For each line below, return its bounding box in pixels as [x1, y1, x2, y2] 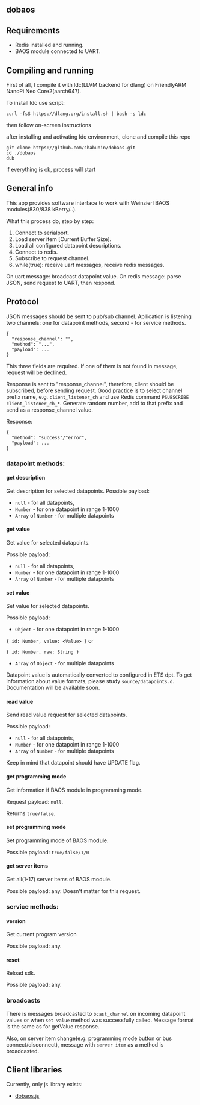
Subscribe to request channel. [14, 254, 90, 261]
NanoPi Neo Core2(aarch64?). [6, 87, 81, 95]
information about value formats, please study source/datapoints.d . [6, 678, 175, 685]
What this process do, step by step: [6, 217, 94, 225]
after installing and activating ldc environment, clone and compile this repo [6, 133, 191, 140]
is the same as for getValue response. [6, 1022, 100, 1030]
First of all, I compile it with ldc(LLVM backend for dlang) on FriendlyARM [6, 81, 187, 89]
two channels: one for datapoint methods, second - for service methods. [6, 319, 186, 326]
